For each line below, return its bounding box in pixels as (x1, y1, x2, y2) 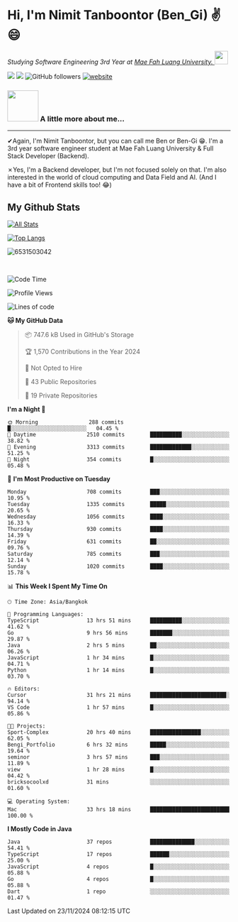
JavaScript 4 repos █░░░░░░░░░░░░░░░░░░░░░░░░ (7, 863, 230, 871)
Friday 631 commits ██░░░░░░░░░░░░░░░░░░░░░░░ (7, 538, 230, 545)
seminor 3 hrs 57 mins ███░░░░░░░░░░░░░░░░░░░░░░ (7, 754, 230, 761)
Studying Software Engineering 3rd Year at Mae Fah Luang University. (7, 57, 213, 66)
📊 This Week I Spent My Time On (7, 582, 108, 591)
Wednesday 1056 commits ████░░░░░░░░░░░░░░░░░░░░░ (7, 513, 230, 520)
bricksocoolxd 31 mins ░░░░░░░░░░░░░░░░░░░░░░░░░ (7, 779, 230, 786)
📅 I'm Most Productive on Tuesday (7, 475, 111, 483)
